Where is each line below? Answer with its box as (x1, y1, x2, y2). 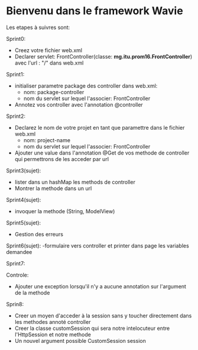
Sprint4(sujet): (6, 196, 41, 203)
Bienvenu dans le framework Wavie (6, 4, 183, 18)
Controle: (6, 271, 29, 278)
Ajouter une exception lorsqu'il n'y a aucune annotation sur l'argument (14, 282, 186, 290)
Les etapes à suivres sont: (6, 24, 70, 31)
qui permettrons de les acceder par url (14, 155, 109, 162)
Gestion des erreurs (14, 230, 64, 237)
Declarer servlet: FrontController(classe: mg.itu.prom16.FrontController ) (14, 53, 193, 60)
